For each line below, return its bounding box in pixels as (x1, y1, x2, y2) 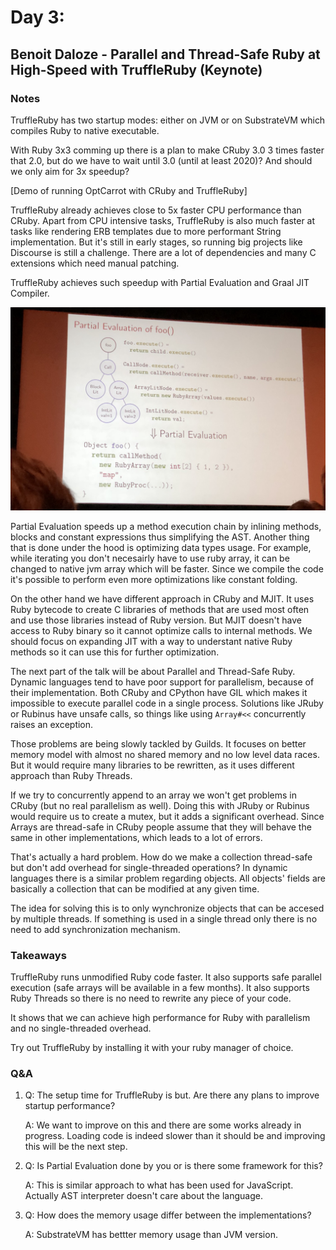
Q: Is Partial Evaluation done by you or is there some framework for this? (24, 1160, 323, 1172)
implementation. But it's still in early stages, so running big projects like (10, 236, 303, 248)
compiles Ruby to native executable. (10, 124, 160, 136)
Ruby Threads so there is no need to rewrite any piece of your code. (10, 992, 292, 1005)
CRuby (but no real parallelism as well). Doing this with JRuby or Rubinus (10, 799, 310, 811)
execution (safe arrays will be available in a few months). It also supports (10, 982, 310, 994)
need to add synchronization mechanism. (10, 923, 181, 935)
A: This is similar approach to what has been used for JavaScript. (24, 1179, 294, 1191)
